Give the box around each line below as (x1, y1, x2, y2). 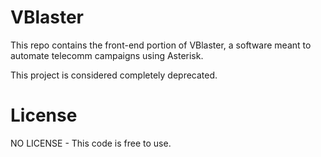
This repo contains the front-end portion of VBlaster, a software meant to (10, 39, 312, 51)
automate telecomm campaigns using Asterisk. (10, 49, 204, 61)
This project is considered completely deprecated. (10, 69, 218, 81)
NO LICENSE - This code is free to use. (10, 137, 172, 149)
